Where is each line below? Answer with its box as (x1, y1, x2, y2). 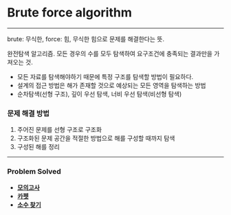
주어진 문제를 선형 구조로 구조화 (16, 126, 102, 134)
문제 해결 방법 (7, 109, 50, 118)
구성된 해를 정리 (16, 143, 60, 151)
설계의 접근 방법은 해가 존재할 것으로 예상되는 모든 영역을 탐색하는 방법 (16, 81, 206, 89)
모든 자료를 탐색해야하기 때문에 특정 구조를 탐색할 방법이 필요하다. (16, 72, 194, 80)
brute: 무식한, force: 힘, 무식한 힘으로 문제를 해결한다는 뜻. (7, 34, 165, 43)
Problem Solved (7, 167, 62, 177)
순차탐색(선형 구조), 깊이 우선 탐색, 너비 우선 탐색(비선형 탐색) (16, 89, 182, 98)
